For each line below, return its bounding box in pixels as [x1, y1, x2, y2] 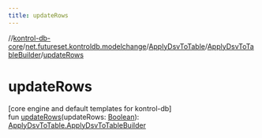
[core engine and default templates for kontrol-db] [8, 103, 172, 113]
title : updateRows [8, 11, 69, 20]
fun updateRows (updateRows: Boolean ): [8, 112, 140, 121]
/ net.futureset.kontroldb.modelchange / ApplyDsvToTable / [22, 41, 208, 51]
